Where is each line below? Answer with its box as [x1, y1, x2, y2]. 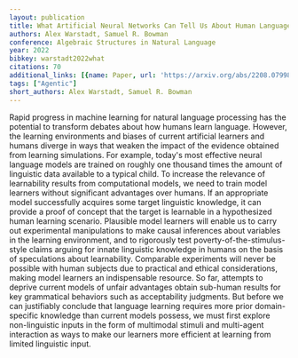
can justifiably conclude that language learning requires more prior [9, 300, 253, 311]
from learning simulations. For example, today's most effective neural [9, 149, 263, 160]
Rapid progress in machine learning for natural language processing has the [9, 112, 286, 123]
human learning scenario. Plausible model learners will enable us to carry [9, 215, 278, 227]
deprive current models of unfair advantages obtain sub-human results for [9, 282, 281, 292]
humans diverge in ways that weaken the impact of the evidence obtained [9, 139, 279, 151]
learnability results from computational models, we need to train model [9, 178, 268, 188]
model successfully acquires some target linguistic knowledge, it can [9, 196, 262, 207]
